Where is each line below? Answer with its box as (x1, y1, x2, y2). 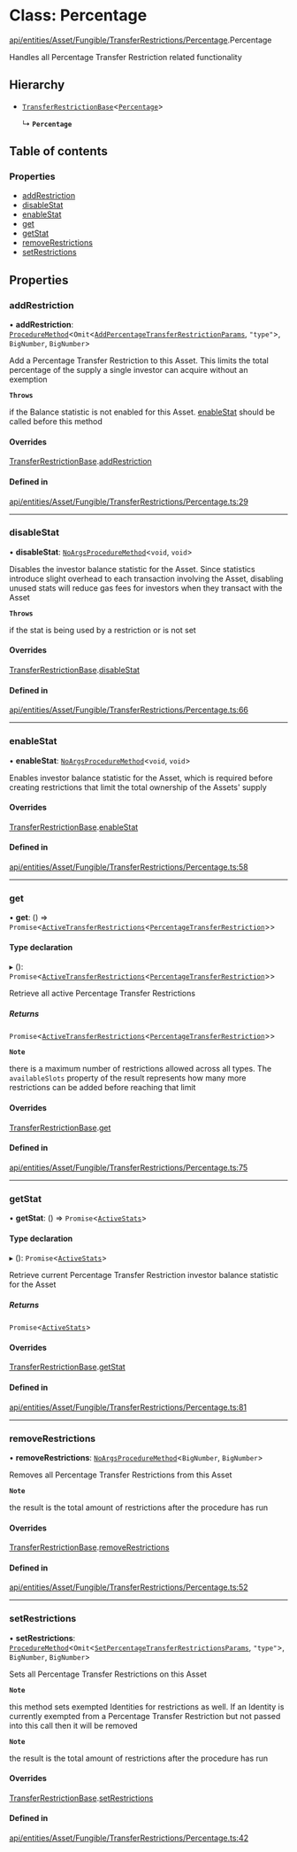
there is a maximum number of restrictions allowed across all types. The (9, 1064, 272, 1074)
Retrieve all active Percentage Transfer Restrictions (9, 988, 196, 999)
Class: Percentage (9, 5, 148, 26)
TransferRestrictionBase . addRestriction (9, 456, 152, 467)
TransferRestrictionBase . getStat (9, 1361, 126, 1373)
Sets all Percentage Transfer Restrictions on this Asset (9, 1669, 208, 1679)
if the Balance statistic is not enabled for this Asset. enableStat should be (9, 407, 276, 417)
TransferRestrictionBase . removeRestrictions (9, 1542, 170, 1553)
